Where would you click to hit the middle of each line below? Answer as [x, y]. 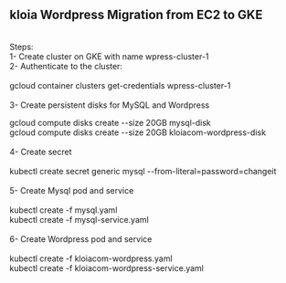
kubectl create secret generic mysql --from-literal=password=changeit [143, 171]
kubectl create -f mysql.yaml [64, 210]
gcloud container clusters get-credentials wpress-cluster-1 [120, 85]
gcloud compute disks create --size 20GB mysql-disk [111, 122]
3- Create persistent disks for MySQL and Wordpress [110, 105]
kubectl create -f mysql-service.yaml [79, 219]
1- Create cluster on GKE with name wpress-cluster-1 [109, 56]
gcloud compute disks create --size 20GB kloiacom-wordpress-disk [138, 132]
